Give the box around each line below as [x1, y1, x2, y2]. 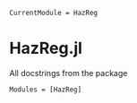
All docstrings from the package [9, 67, 128, 78]
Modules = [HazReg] [9, 85, 82, 94]
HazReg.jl [9, 39, 83, 58]
